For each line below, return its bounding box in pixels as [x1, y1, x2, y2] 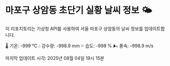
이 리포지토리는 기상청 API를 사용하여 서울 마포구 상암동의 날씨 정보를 [5, 25, 143, 31]
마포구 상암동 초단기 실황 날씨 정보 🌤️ [5, 5, 152, 16]
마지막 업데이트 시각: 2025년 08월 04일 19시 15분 [5, 55, 105, 61]
